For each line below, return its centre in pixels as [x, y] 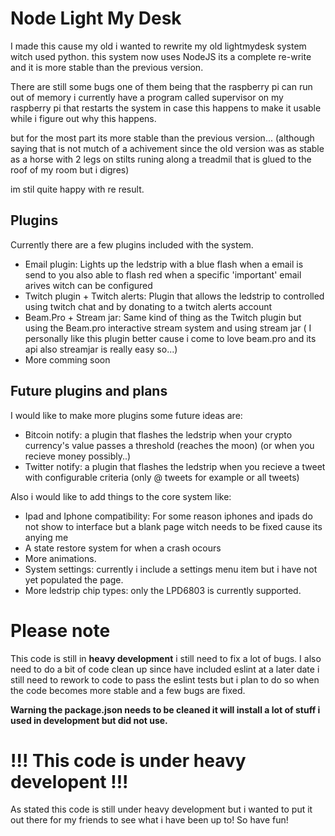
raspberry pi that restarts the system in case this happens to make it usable [166, 108]
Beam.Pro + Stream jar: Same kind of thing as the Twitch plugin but [163, 317]
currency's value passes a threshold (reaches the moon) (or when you [169, 445]
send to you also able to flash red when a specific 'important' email [163, 274]
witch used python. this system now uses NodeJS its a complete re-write [161, 56]
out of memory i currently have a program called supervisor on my [147, 97]
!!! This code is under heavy [128, 760]
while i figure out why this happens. [83, 118]
